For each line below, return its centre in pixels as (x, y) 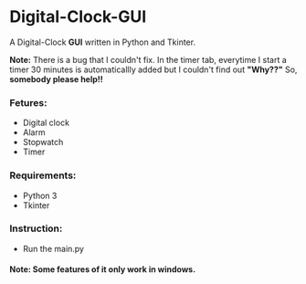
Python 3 (40, 195)
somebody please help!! (56, 79)
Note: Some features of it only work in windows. (103, 269)
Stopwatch (43, 142)
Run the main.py (53, 248)
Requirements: (43, 175)
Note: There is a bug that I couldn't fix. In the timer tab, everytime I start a (148, 59)
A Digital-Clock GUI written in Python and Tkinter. (103, 42)
